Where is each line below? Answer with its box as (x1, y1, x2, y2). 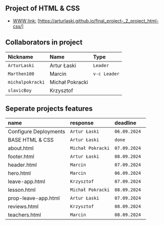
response (70, 119, 94, 127)
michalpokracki (8, 79, 45, 85)
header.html (8, 161, 37, 169)
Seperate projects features (5, 105, 93, 113)
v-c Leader (93, 71, 119, 76)
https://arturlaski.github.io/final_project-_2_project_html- (39, 17, 159, 24)
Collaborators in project (5, 38, 83, 47)
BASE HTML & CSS (8, 136, 54, 144)
